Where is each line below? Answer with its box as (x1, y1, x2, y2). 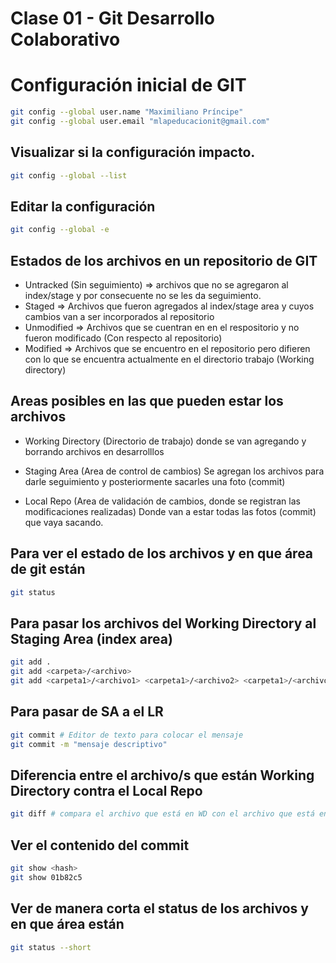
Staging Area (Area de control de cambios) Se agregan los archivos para (24, 465, 325, 477)
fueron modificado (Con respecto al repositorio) (24, 332, 223, 344)
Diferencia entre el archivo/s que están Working (10, 767, 315, 784)
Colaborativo (10, 28, 121, 51)
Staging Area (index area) (10, 630, 173, 647)
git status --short (10, 942, 92, 952)
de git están (10, 561, 86, 578)
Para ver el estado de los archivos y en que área (10, 545, 314, 562)
